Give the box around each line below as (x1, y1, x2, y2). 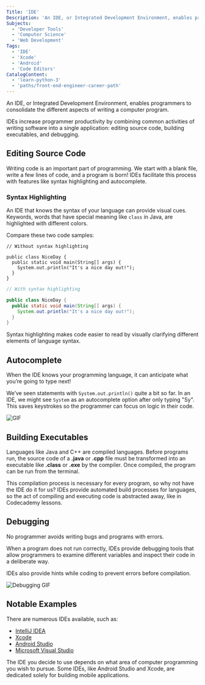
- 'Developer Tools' (12, 26, 64, 32)
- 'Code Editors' (12, 65, 56, 72)
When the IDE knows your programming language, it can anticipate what (6, 371, 189, 379)
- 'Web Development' (12, 37, 64, 43)
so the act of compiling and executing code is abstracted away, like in (6, 492, 182, 499)
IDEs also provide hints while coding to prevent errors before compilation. (6, 569, 191, 577)
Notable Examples (6, 599, 77, 609)
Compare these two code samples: (6, 231, 95, 239)
